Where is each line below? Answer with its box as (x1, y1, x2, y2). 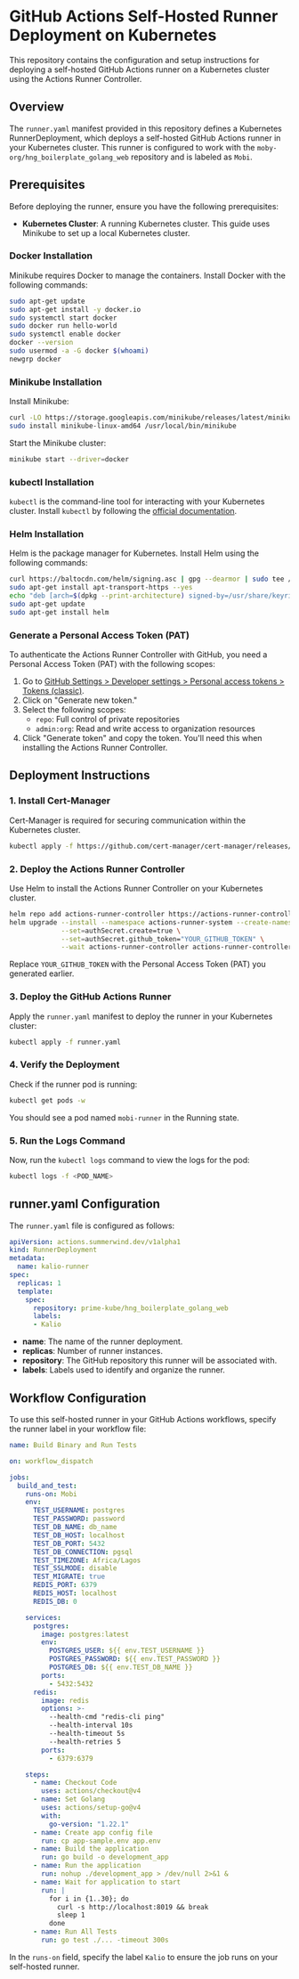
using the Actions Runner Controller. (9, 73, 142, 84)
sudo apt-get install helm (9, 607, 109, 616)
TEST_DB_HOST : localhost (32, 1530, 125, 1540)
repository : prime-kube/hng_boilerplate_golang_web (32, 1303, 229, 1313)
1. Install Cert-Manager (9, 794, 111, 807)
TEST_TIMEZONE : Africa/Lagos (32, 1556, 141, 1565)
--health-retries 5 (48, 1737, 122, 1747)
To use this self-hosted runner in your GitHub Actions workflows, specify (9, 1414, 277, 1425)
